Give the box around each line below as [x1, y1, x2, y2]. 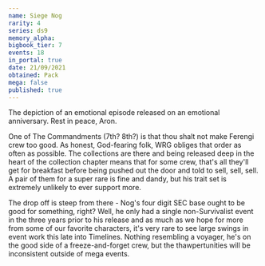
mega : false [8, 78, 48, 86]
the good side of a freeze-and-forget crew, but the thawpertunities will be [8, 240, 251, 250]
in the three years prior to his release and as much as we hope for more [8, 215, 243, 224]
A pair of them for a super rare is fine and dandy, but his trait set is [8, 174, 227, 184]
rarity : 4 [8, 19, 42, 27]
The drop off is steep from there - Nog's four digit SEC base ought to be [8, 198, 246, 208]
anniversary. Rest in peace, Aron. [8, 117, 117, 126]
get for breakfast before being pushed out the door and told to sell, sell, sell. [8, 165, 259, 176]
